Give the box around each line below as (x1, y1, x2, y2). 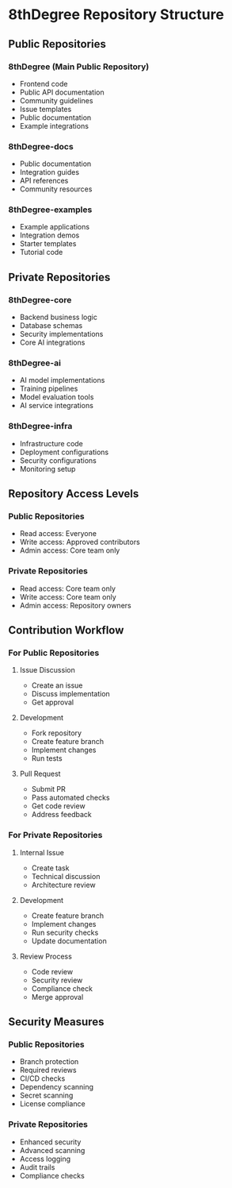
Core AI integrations (19, 337, 86, 347)
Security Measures (8, 1015, 105, 1029)
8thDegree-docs (8, 141, 74, 152)
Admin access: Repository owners (19, 600, 132, 610)
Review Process (19, 951, 73, 961)
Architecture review (31, 880, 97, 889)
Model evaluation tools (19, 392, 94, 402)
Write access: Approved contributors (19, 538, 140, 547)
